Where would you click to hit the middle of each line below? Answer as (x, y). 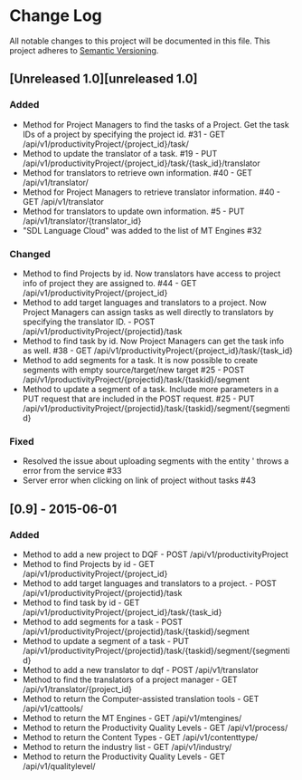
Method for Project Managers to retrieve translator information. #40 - (151, 192)
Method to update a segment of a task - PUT (106, 640)
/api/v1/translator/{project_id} (77, 689)
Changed (30, 254)
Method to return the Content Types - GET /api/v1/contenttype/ (140, 737)
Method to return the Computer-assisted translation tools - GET (141, 698)
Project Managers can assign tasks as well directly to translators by (148, 312)
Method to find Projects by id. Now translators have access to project (151, 274)
